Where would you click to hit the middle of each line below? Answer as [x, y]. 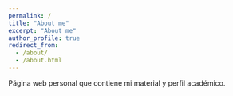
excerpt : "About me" [43, 30]
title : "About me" [39, 23]
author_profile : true [44, 38]
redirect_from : [34, 46]
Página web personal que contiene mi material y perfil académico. [117, 83]
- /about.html [39, 61]
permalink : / [30, 16]
